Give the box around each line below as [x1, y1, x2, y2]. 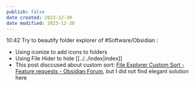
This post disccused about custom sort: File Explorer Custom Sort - [15, 61, 185, 68]
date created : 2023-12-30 [6, 15, 72, 21]
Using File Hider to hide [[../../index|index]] [15, 55, 122, 62]
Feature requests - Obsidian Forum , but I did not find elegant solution [15, 68, 189, 75]
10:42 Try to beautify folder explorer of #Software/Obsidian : [6, 37, 158, 44]
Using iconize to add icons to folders [15, 48, 108, 56]
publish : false [6, 8, 45, 15]
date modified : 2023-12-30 [6, 20, 75, 26]
